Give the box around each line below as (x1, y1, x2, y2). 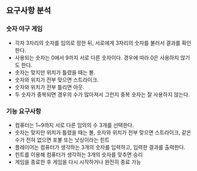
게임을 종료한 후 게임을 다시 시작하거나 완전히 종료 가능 (14, 158, 141, 165)
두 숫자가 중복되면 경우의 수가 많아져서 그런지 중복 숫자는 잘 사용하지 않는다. (14, 91, 190, 98)
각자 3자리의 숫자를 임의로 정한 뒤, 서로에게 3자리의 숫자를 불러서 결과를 (14, 39, 180, 46)
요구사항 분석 (6, 5, 51, 16)
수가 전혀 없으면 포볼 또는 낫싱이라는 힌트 (14, 136, 110, 143)
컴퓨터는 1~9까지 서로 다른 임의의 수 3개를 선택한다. (14, 121, 134, 129)
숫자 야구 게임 (6, 25, 43, 33)
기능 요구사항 (6, 107, 41, 115)
